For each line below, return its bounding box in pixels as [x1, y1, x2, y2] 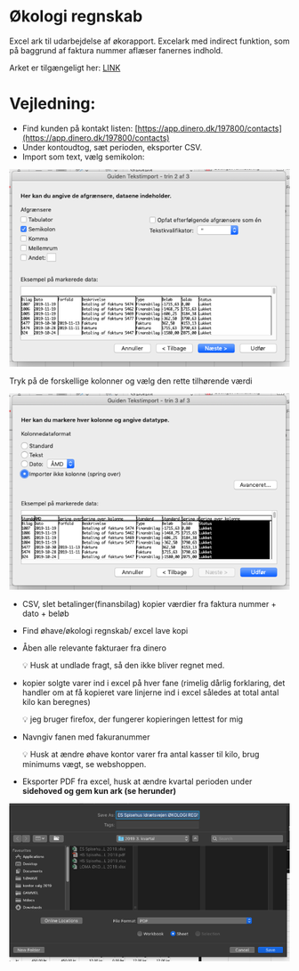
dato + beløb [21, 608, 69, 619]
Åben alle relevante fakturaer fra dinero [21, 643, 167, 653]
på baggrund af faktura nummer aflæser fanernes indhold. [9, 45, 223, 55]
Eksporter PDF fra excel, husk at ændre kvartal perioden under [21, 776, 253, 787]
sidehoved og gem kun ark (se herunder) [21, 785, 176, 796]
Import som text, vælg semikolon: [21, 151, 145, 162]
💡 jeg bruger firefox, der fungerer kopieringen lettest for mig [21, 714, 243, 724]
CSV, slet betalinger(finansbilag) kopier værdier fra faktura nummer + [21, 598, 277, 609]
